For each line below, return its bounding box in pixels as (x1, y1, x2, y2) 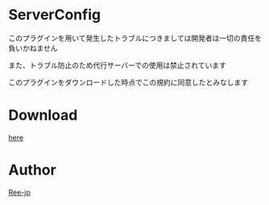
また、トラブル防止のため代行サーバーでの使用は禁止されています (8, 60, 227, 70)
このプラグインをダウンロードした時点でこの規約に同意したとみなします (8, 77, 248, 87)
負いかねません (8, 43, 58, 53)
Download (8, 106, 78, 125)
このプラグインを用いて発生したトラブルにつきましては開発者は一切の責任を (8, 33, 262, 43)
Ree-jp (8, 187, 31, 197)
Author (8, 161, 56, 179)
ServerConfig (8, 6, 101, 24)
